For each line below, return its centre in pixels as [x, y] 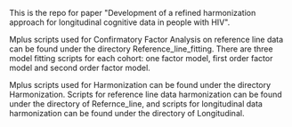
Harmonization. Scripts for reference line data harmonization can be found [146, 94]
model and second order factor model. [80, 67]
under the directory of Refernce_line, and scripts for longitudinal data [136, 104]
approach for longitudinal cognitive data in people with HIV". [120, 22]
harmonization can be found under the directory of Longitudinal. [127, 113]
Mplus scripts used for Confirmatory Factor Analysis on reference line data [146, 40]
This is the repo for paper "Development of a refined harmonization [133, 13]
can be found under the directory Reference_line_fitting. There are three [141, 49]
